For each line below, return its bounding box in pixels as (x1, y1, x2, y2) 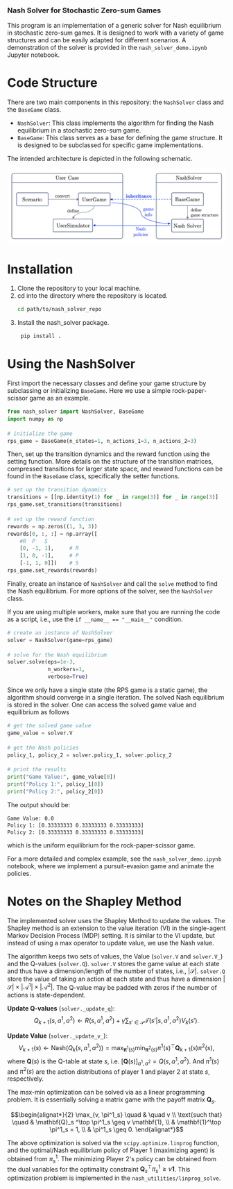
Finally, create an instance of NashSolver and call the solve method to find (7, 579, 218, 588)
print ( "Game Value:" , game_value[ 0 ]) (7, 773, 116, 781)
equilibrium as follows (7, 708, 70, 716)
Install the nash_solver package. (17, 319, 110, 327)
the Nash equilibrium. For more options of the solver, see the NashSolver (7, 587, 214, 595)
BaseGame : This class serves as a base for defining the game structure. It (17, 134, 223, 142)
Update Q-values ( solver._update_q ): (7, 1004, 115, 1013)
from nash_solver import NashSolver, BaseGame (7, 408, 144, 415)
